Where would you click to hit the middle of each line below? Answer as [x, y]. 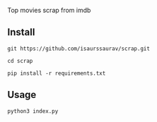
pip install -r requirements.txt [57, 73]
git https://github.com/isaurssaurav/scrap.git [79, 49]
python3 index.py [33, 111]
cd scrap [20, 61]
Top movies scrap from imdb [49, 10]
